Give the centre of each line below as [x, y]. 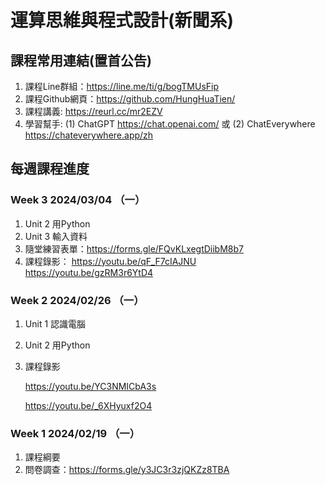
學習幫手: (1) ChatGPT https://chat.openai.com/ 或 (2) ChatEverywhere [170, 124]
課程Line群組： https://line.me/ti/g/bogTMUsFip [121, 86]
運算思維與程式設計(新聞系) [122, 20]
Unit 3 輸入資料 [56, 236]
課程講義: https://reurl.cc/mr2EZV [93, 111]
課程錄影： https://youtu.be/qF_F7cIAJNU [110, 261]
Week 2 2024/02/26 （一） [77, 300]
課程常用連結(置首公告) [81, 60]
